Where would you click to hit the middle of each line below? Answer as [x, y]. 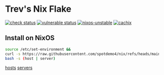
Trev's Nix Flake [38, 9]
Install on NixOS [30, 38]
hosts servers [19, 68]
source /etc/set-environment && [38, 49]
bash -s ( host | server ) [30, 58]
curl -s [13, 54]
